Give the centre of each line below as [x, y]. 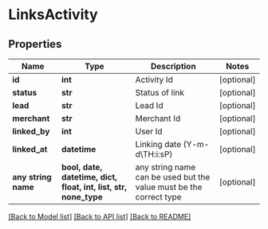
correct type [158, 197]
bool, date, [82, 167]
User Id [149, 131]
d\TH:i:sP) [154, 154]
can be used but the [173, 177]
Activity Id [154, 80]
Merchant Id [158, 118]
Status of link [160, 93]
